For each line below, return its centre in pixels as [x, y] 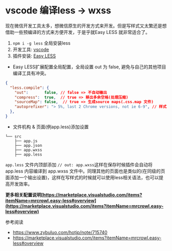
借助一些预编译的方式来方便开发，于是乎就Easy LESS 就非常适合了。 [78, 32]
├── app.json [28, 145]
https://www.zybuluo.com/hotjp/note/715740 [60, 232]
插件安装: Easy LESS [34, 56]
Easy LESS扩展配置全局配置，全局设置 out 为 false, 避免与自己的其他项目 [89, 67]
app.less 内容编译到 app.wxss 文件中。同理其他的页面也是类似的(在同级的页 [85, 171]
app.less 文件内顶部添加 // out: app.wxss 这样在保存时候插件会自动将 [79, 164]
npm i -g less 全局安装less [41, 43]
